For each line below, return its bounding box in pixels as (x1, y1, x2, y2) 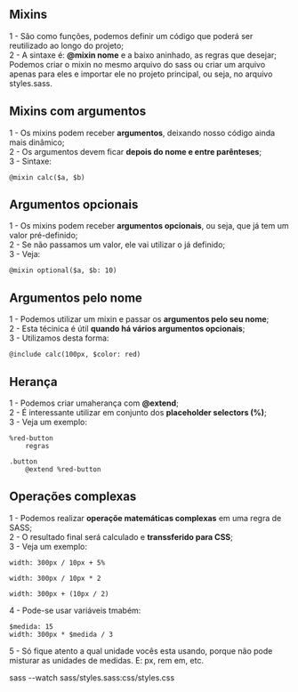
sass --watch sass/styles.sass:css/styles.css (9, 672, 175, 683)
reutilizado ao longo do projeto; (9, 40, 125, 51)
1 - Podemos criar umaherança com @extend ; (9, 398, 180, 408)
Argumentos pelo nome (9, 290, 142, 305)
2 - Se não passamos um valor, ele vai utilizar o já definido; (9, 239, 226, 250)
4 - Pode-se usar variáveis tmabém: (9, 605, 141, 616)
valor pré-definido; (9, 230, 78, 241)
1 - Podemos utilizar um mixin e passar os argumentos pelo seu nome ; (9, 314, 270, 325)
